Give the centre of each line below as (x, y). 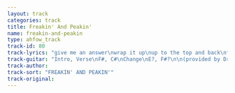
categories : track (34, 20)
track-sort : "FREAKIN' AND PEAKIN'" (60, 72)
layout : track (28, 14)
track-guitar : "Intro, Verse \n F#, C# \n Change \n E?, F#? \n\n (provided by (114, 59)
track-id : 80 (26, 46)
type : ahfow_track (34, 40)
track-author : (28, 66)
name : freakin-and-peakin (45, 33)
